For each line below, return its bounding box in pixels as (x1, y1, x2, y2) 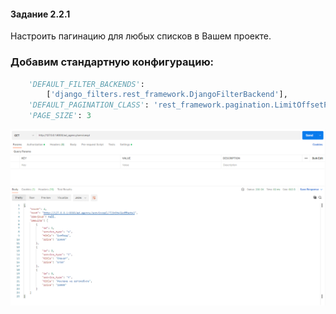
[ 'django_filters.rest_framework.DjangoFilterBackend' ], (46, 90, 288, 100)
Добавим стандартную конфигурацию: (10, 55, 215, 69)
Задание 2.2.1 (10, 8, 71, 20)
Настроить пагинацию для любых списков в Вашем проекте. (10, 30, 272, 42)
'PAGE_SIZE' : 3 (28, 111, 92, 121)
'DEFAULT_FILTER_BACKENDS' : (28, 79, 145, 89)
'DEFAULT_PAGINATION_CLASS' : (28, 100, 150, 110)
